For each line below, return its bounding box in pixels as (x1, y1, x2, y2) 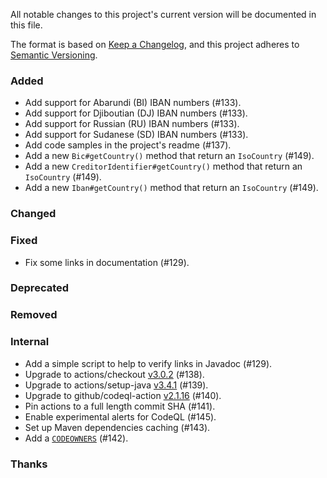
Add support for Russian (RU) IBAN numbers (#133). (24, 118, 240, 130)
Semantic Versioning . (10, 49, 98, 61)
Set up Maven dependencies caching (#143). (24, 421, 211, 433)
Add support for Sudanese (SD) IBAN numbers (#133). (24, 129, 249, 141)
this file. (10, 19, 43, 31)
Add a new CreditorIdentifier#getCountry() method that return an (24, 160, 303, 173)
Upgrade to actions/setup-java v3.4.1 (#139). (24, 379, 209, 391)
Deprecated (10, 281, 70, 295)
